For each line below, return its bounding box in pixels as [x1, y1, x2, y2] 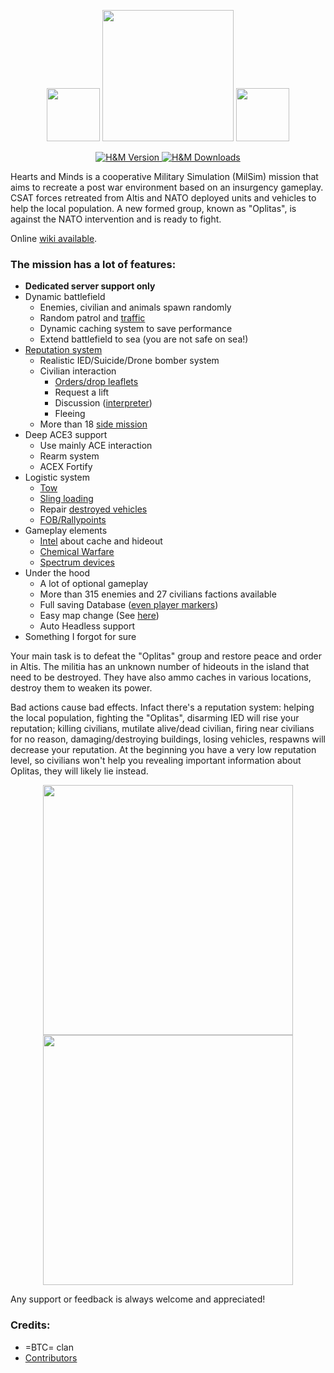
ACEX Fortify [39, 461, 93, 473]
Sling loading [39, 493, 94, 505]
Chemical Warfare [39, 546, 115, 558]
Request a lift [54, 386, 110, 399]
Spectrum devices [39, 556, 115, 569]
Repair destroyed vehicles [39, 503, 148, 515]
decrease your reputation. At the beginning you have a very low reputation [10, 744, 317, 756]
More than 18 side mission [39, 418, 148, 430]
